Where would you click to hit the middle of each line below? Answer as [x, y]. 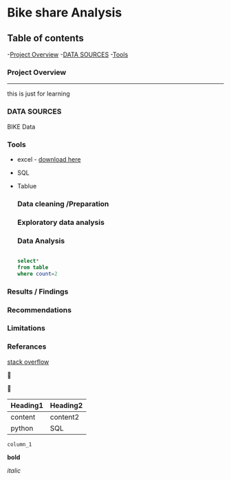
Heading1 [27, 405]
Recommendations [40, 309]
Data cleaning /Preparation [63, 204]
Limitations [26, 328]
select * [28, 261]
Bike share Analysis [65, 13]
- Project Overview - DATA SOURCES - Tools [68, 54]
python [22, 428]
